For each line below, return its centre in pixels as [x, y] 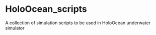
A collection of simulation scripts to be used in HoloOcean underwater [78, 23]
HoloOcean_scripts [46, 9]
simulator [15, 28]
